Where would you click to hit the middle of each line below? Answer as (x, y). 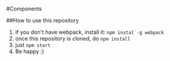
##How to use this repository (42, 20)
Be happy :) (29, 51)
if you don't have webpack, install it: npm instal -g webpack (89, 32)
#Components (24, 9)
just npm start (32, 45)
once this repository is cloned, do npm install (73, 38)
